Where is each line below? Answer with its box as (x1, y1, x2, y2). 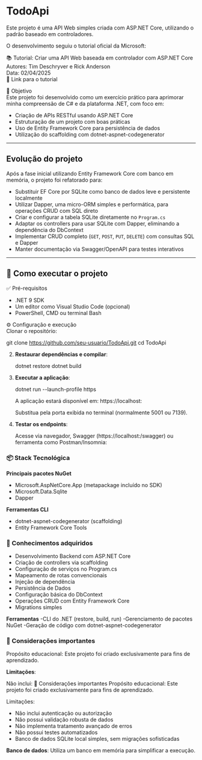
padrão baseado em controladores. (6, 30, 94, 37)
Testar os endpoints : (14, 420, 68, 427)
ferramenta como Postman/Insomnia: (14, 438, 107, 446)
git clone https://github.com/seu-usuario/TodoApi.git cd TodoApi (6, 339, 167, 346)
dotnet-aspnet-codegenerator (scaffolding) (14, 517, 123, 524)
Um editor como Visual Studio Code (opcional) (14, 302, 130, 310)
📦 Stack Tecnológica (6, 454, 70, 462)
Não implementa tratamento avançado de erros (14, 723, 132, 730)
